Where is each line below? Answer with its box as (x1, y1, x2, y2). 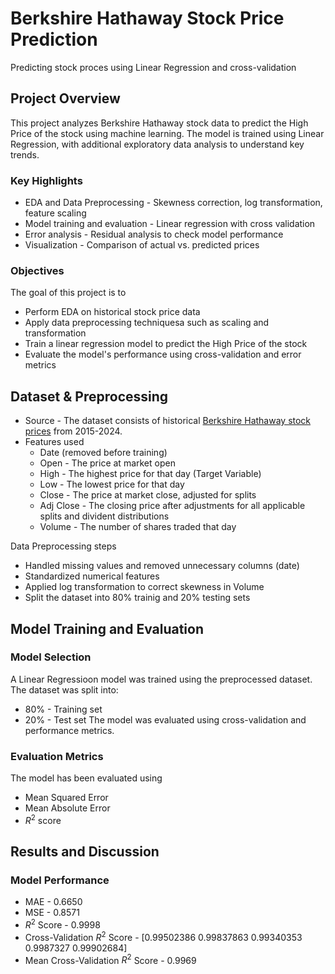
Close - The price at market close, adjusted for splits (39, 489, 257, 501)
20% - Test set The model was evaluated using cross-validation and (24, 713, 307, 726)
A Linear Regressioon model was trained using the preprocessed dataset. (10, 673, 313, 685)
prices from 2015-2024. (24, 425, 123, 437)
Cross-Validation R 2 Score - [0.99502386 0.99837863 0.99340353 (24, 930, 303, 943)
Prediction (10, 28, 98, 51)
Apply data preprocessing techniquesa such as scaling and (24, 317, 270, 329)
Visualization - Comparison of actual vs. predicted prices (24, 239, 260, 251)
